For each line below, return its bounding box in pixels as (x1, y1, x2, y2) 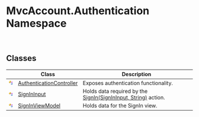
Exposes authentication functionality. (82, 79, 174, 86)
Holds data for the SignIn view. (82, 102, 158, 109)
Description (121, 71, 152, 78)
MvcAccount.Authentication (6, 4, 150, 18)
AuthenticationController (18, 79, 78, 86)
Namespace (6, 17, 67, 30)
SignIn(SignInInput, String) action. (82, 93, 165, 101)
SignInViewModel (18, 102, 61, 109)
